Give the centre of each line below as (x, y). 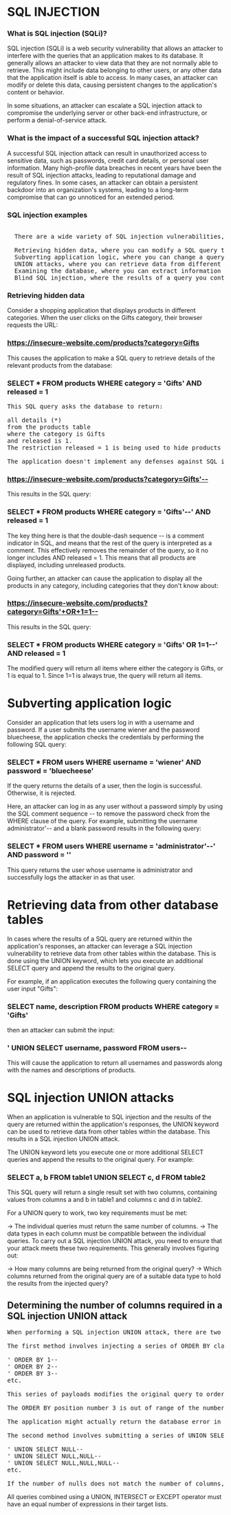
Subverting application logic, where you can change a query (119, 257)
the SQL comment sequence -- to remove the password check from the (109, 814)
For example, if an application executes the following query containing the (112, 981)
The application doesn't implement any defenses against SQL (112, 461)
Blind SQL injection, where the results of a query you (110, 278)
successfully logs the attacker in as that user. (71, 877)
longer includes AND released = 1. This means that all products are (101, 558)
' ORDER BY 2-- (33, 1367)
